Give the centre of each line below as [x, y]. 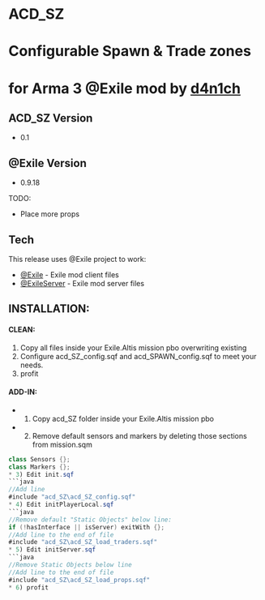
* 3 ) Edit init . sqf [41, 474]
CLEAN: [22, 329]
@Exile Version [48, 163]
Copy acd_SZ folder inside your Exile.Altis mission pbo [123, 418]
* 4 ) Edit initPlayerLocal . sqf [61, 505]
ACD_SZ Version [51, 118]
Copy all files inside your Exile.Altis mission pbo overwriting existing [133, 347]
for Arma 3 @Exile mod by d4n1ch [125, 88]
